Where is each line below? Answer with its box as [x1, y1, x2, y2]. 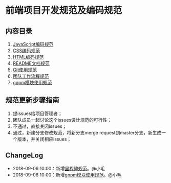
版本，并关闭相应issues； [17, 136, 72, 142]
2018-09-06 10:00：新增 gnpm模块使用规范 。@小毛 [12, 172, 122, 178]
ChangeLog [5, 151, 44, 160]
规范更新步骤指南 [5, 96, 59, 105]
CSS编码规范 [12, 48, 40, 54]
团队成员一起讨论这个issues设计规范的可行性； [12, 117, 112, 123]
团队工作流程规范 [12, 73, 49, 79]
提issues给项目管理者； [12, 110, 62, 117]
